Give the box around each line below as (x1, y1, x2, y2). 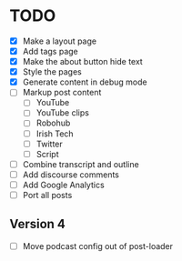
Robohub (35, 117, 71, 128)
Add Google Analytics (22, 179, 105, 190)
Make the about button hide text (22, 56, 143, 67)
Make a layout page (22, 35, 97, 46)
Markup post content (22, 87, 102, 98)
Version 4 (9, 216, 66, 232)
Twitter (35, 138, 64, 149)
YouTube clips (35, 107, 89, 118)
